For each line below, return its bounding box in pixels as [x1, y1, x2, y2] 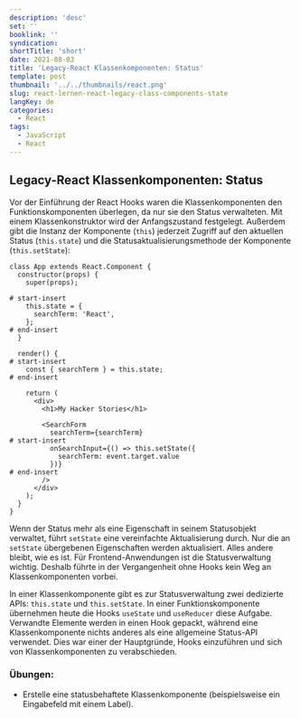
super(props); [25, 277, 79, 287]
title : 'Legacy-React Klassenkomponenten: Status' [9, 64, 204, 73]
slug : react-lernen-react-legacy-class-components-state [9, 89, 229, 98]
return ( [25, 388, 59, 397]
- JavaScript [17, 131, 67, 140]
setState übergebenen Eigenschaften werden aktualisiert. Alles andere [9, 542, 274, 553]
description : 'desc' [9, 13, 88, 23]
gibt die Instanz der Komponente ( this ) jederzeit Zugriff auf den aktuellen [9, 225, 284, 236]
